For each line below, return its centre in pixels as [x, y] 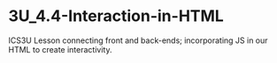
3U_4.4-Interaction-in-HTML [116, 16]
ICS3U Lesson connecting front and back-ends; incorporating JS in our [138, 40]
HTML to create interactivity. [60, 49]
